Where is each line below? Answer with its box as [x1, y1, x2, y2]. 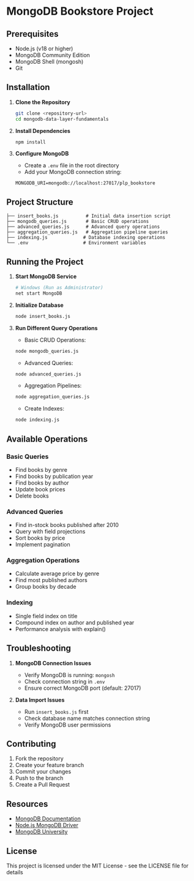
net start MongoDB [15, 290, 62, 297]
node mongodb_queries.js [15, 348, 79, 354]
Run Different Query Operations [15, 324, 98, 331]
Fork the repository [15, 755, 64, 762]
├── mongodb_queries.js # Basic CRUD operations [6, 219, 149, 225]
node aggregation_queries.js [15, 394, 90, 400]
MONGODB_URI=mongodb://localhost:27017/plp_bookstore [15, 180, 155, 186]
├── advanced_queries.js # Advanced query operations [6, 224, 160, 230]
